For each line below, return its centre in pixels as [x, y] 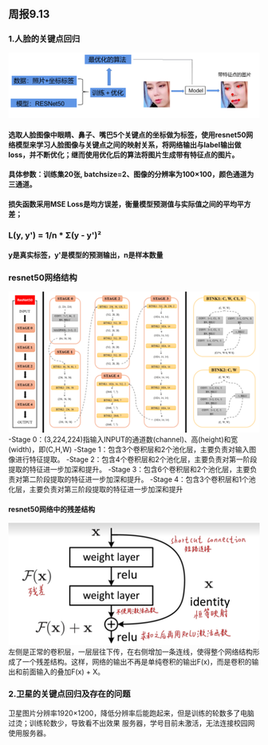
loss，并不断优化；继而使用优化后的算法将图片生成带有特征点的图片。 [124, 155]
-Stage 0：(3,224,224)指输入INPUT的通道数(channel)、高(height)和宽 [123, 440]
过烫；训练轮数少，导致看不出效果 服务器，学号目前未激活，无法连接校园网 [132, 723]
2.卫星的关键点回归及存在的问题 [69, 694]
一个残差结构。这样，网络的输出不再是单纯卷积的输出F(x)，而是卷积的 [137, 661]
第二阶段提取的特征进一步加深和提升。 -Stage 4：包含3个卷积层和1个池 [139, 479]
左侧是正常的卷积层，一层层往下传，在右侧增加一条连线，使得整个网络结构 [130, 652]
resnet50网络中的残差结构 [52, 509]
